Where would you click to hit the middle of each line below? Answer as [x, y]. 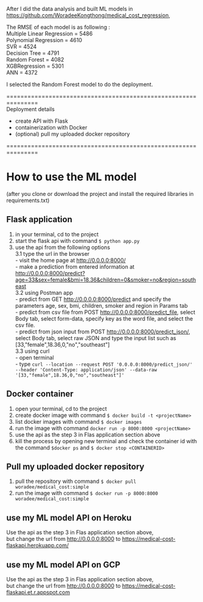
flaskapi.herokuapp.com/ [37, 545]
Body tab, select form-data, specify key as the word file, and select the [104, 318]
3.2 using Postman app [44, 292]
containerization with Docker [51, 127]
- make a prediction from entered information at [75, 267]
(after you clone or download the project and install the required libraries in [100, 194]
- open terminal [34, 357]
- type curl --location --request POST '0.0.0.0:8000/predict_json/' [104, 364]
